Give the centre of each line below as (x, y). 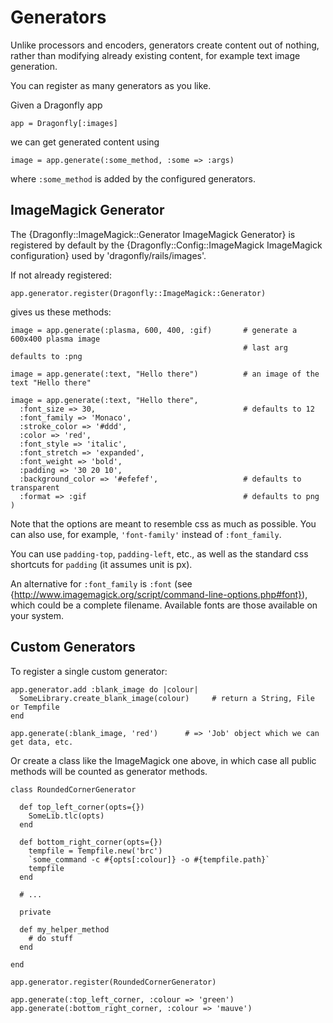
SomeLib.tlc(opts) (66, 816)
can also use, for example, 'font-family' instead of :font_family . (146, 534)
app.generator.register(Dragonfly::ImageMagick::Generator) (138, 293)
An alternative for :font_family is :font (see (101, 583)
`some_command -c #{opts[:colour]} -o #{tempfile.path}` (149, 859)
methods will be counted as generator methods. (109, 771)
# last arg (265, 347)
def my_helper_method (64, 929)
